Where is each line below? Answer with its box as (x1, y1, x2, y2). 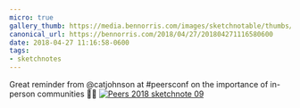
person (9, 88, 36, 99)
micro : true (9, 12, 54, 22)
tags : (9, 46, 29, 55)
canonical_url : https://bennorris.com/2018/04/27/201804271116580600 (9, 29, 274, 38)
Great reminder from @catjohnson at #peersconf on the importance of (9, 79, 269, 89)
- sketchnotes (9, 54, 62, 63)
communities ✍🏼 (37, 88, 97, 99)
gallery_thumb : (9, 21, 66, 30)
